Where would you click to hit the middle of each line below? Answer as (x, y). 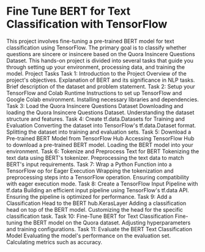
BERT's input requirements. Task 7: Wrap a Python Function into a (89, 164)
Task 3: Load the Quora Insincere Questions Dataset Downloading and (95, 106)
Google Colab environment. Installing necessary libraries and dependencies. (102, 99)
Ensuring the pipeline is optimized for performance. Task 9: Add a (89, 196)
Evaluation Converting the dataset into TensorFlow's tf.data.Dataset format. (101, 125)
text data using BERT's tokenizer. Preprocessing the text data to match (95, 157)
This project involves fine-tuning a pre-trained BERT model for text (90, 41)
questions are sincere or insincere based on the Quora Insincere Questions (101, 54)
